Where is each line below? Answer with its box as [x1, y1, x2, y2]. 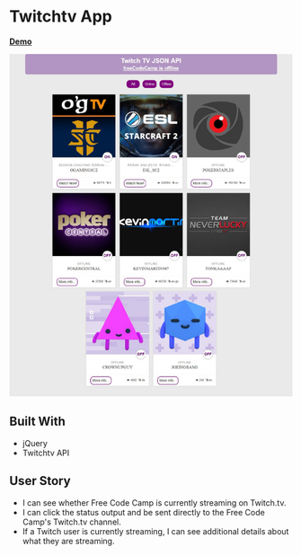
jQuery [22, 437, 48, 448]
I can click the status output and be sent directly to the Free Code [22, 507, 265, 517]
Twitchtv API [22, 447, 70, 458]
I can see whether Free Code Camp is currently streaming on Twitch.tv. [22, 497, 287, 508]
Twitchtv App [9, 6, 112, 27]
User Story [9, 473, 71, 489]
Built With [9, 414, 66, 429]
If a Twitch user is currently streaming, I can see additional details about [22, 525, 289, 536]
